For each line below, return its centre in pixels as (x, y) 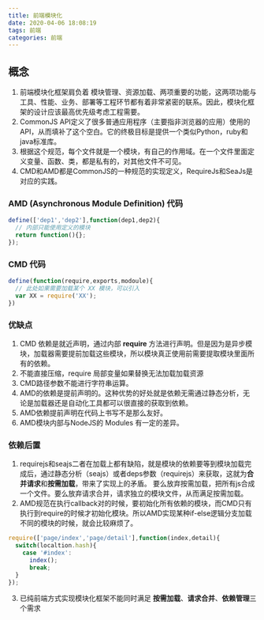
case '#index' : (47, 553)
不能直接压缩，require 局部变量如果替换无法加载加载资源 (112, 373)
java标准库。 (40, 142)
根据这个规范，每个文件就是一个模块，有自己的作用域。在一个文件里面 (134, 152)
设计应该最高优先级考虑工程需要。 (89, 112)
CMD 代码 (27, 264)
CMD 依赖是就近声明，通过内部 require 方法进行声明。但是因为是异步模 (136, 343)
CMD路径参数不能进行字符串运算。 (76, 383)
